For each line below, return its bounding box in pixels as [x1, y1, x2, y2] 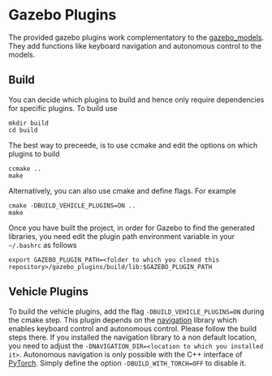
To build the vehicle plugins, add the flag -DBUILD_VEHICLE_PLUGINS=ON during [8, 306, 265, 316]
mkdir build [8, 119, 49, 127]
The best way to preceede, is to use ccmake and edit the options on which [8, 140, 258, 150]
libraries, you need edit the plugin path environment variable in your [8, 231, 235, 241]
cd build [8, 126, 38, 135]
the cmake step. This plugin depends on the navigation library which [8, 314, 238, 325]
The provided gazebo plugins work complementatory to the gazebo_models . [8, 32, 265, 42]
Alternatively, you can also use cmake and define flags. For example [8, 186, 237, 195]
